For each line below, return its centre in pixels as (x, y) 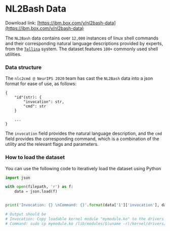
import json (18, 178)
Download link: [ (22, 23)
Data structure (24, 67)
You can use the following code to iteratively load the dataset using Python (83, 168)
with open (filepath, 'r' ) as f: (39, 187)
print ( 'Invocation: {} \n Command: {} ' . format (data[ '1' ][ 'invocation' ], (82, 205)
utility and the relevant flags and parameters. (52, 144)
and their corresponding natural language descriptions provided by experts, (84, 43)
